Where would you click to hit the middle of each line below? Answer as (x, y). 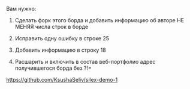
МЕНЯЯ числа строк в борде (52, 27)
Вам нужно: (21, 9)
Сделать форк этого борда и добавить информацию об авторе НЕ (99, 20)
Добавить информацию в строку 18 (60, 50)
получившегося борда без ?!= (53, 68)
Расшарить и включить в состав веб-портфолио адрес (85, 62)
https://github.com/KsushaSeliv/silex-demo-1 (62, 80)
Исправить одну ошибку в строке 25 (62, 38)
